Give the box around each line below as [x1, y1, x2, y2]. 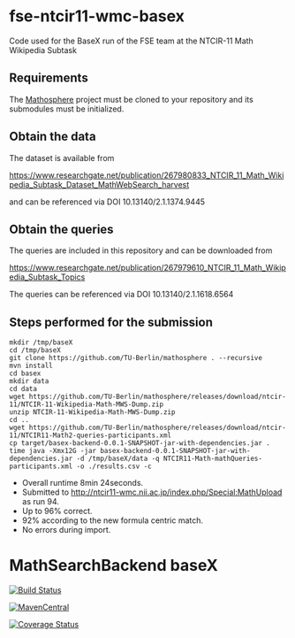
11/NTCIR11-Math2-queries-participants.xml [9, 431, 172, 440]
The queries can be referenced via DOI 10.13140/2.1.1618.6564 [9, 289, 234, 300]
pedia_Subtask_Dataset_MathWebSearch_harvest [9, 179, 190, 189]
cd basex [9, 369, 42, 378]
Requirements [9, 71, 88, 86]
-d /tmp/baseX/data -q [76, 454, 161, 464]
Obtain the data [9, 129, 96, 144]
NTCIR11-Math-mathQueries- [163, 454, 263, 464]
